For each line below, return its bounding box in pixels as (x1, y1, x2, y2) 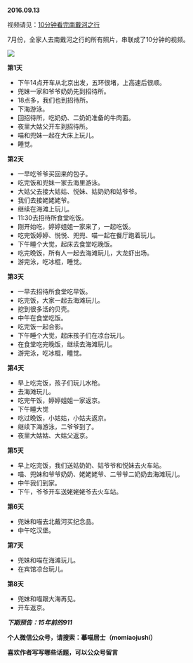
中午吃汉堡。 (17, 526, 55, 534)
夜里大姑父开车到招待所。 (17, 122, 92, 131)
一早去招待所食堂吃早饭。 (17, 287, 92, 296)
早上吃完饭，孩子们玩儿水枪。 (17, 379, 104, 387)
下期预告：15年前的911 (7, 618, 72, 626)
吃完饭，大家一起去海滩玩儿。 (17, 296, 104, 304)
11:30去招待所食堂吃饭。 (17, 214, 88, 222)
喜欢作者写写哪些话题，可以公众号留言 (7, 648, 118, 656)
